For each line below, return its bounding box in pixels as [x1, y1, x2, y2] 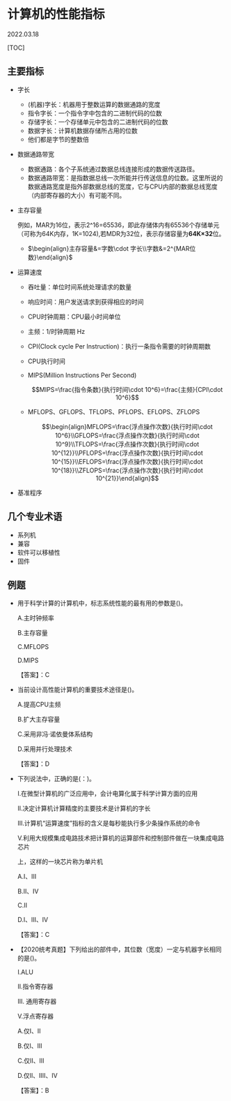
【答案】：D [17, 759, 50, 768]
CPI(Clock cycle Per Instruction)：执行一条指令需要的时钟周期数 [27, 342, 211, 350]
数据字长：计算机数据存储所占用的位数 [27, 126, 138, 135]
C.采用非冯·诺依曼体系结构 [17, 730, 93, 738]
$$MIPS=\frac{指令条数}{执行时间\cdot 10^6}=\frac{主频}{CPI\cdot [31, 385, 223, 393]
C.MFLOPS [17, 643, 49, 651]
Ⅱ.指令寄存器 [17, 982, 54, 991]
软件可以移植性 [17, 548, 61, 556]
